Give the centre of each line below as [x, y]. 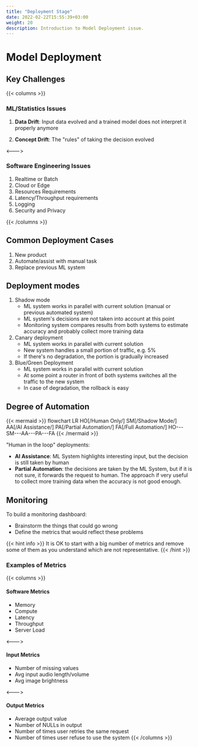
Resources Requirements [45, 191]
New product [31, 254]
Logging [25, 204]
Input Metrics [23, 655]
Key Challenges [36, 79]
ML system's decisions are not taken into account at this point [99, 319]
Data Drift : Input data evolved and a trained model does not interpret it [100, 121]
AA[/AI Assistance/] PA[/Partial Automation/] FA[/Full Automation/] [87, 427]
